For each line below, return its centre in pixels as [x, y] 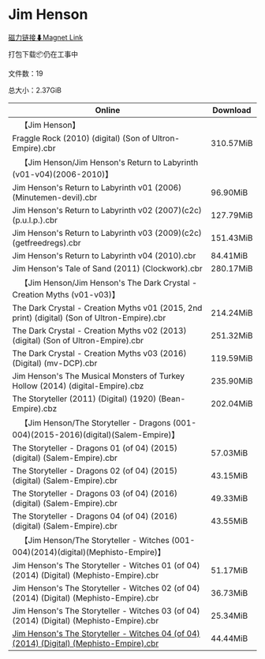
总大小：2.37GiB [35, 90]
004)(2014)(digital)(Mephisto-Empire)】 [89, 552]
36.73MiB [230, 593]
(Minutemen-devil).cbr [55, 197]
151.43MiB [232, 238]
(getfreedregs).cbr [47, 242]
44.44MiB [230, 638]
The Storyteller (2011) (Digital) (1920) [84, 399]
